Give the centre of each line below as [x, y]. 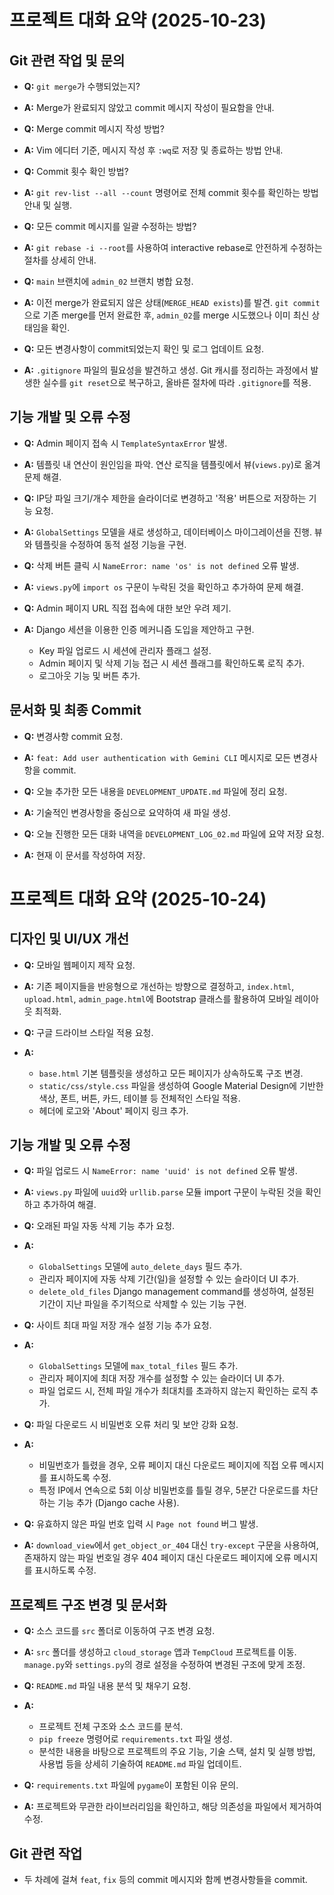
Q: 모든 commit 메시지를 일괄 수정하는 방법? [110, 226]
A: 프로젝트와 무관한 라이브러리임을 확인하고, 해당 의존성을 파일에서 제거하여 [172, 1807]
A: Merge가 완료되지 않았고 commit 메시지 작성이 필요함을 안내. [149, 107]
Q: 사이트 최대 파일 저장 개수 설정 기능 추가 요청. [117, 1325]
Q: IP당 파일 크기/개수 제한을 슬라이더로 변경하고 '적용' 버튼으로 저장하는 [165, 498]
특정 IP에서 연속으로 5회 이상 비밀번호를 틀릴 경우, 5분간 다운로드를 [169, 1490]
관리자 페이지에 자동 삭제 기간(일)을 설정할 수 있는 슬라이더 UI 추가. [169, 1279]
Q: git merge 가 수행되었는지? [82, 86]
